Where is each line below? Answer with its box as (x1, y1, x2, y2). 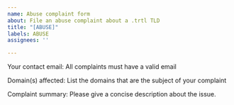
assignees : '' (7, 37, 50, 44)
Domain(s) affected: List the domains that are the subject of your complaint (7, 76, 227, 85)
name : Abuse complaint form (7, 10, 91, 18)
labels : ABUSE (7, 30, 50, 38)
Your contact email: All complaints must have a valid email (7, 62, 177, 71)
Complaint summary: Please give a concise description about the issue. (7, 90, 216, 99)
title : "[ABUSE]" (7, 23, 59, 31)
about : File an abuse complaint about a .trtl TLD (7, 17, 160, 24)
